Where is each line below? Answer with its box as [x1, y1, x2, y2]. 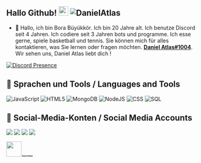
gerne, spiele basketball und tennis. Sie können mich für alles [15, 37, 169, 44]
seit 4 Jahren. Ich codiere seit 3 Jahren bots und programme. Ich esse [15, 30, 191, 38]
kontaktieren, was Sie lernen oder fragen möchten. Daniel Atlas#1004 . [15, 43, 193, 50]
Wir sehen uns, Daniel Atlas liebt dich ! [15, 50, 112, 57]
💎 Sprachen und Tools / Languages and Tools [6, 79, 180, 90]
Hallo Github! [6, 8, 57, 18]
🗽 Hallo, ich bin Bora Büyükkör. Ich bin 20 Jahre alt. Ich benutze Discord [15, 24, 196, 31]
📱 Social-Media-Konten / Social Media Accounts [6, 113, 192, 123]
